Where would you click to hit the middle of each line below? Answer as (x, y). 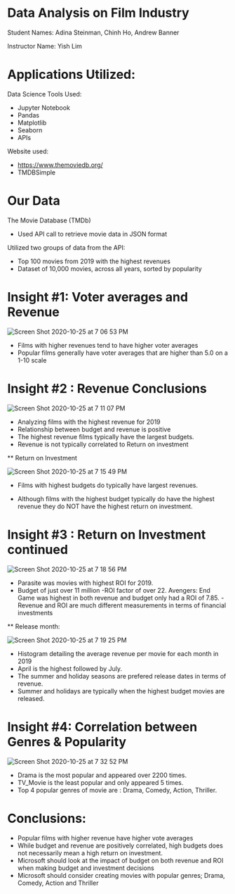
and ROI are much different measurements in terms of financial (135, 605)
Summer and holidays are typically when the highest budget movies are (121, 691)
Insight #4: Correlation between (102, 727)
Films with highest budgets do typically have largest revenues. (108, 485)
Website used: (28, 151)
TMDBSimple (36, 172)
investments (35, 612)
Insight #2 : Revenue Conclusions (107, 388)
